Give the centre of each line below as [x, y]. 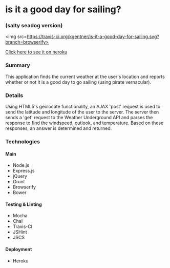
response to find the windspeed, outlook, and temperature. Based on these [84, 123]
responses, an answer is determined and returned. [59, 128]
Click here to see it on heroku [36, 52]
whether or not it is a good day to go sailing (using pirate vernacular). [78, 82]
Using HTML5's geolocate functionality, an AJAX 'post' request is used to [83, 107]
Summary [18, 65]
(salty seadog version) [34, 26]
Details [14, 95]
